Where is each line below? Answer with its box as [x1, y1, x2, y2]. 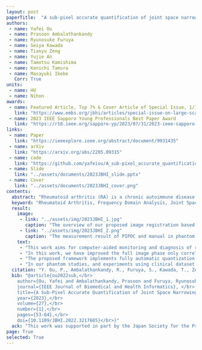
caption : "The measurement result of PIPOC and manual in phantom [25, 233, 195, 239]
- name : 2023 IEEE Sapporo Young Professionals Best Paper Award [8, 115, 176, 121]
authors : [6, 20, 28, 26]
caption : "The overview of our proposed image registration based [25, 222, 195, 228]
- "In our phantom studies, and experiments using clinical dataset [19, 261, 195, 267]
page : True [6, 328, 34, 335]
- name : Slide [8, 166, 44, 172]
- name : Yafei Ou [8, 25, 52, 32]
